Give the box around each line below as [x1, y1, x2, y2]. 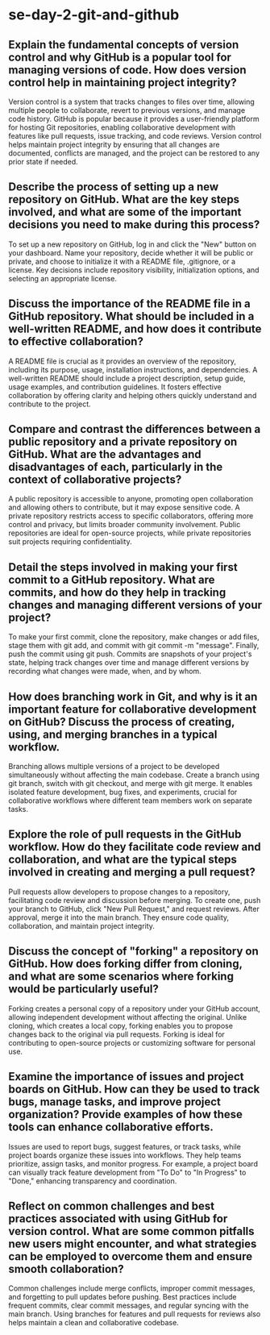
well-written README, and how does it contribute [8, 322, 262, 336]
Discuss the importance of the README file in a [8, 297, 251, 311]
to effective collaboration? [8, 335, 143, 348]
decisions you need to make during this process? [8, 218, 260, 231]
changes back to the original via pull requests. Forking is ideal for [8, 1029, 226, 1039]
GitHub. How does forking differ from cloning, [8, 957, 243, 971]
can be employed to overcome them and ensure [8, 1250, 252, 1263]
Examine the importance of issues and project [8, 1070, 244, 1083]
